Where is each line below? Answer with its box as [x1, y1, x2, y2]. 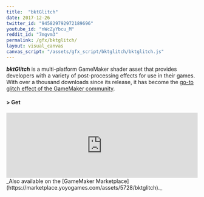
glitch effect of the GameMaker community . [6, 85, 115, 92]
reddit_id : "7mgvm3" [6, 32, 59, 38]
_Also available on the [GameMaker [6, 177, 95, 185]
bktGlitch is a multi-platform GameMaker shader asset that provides [6, 65, 177, 73]
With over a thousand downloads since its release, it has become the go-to [6, 78, 194, 85]
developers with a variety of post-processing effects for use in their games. [6, 71, 195, 79]
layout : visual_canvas [6, 43, 64, 49]
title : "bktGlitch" [6, 9, 59, 15]
